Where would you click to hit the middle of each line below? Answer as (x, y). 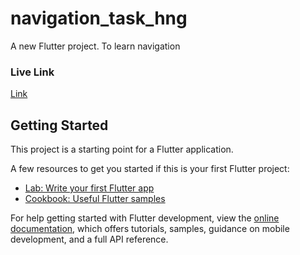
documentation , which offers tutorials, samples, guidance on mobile (150, 229)
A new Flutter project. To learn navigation (95, 46)
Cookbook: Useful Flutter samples (95, 199)
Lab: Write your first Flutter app (89, 188)
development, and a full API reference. (89, 239)
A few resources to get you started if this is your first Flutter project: (150, 169)
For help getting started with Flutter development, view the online (145, 218)
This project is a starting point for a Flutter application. (122, 149)
